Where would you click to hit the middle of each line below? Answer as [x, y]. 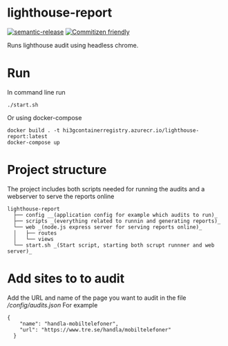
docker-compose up [34, 142]
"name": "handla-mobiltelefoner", [69, 324]
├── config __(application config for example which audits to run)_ [115, 215]
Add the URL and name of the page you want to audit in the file [97, 298]
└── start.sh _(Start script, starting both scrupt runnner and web [114, 245]
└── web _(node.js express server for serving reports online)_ [108, 227]
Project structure [57, 170]
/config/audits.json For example [53, 305]
